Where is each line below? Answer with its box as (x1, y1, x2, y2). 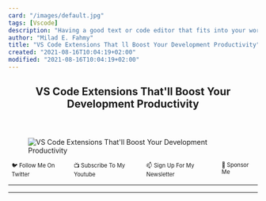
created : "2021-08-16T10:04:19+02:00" (8, 48, 136, 56)
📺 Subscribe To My (74, 161, 125, 170)
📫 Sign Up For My (146, 161, 195, 170)
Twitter (11, 171, 30, 179)
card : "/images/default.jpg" (8, 11, 104, 20)
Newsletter (146, 171, 175, 179)
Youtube (74, 171, 97, 179)
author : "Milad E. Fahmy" (8, 33, 93, 42)
